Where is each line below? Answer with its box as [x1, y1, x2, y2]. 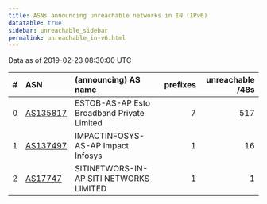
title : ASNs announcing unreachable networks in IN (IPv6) [8, 11, 208, 20]
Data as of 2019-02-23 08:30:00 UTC [8, 56, 132, 65]
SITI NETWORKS [87, 173, 150, 184]
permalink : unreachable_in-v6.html [8, 33, 126, 42]
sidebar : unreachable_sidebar [8, 26, 109, 34]
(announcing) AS [74, 75, 141, 86]
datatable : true [8, 19, 62, 27]
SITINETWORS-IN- [74, 164, 149, 175]
